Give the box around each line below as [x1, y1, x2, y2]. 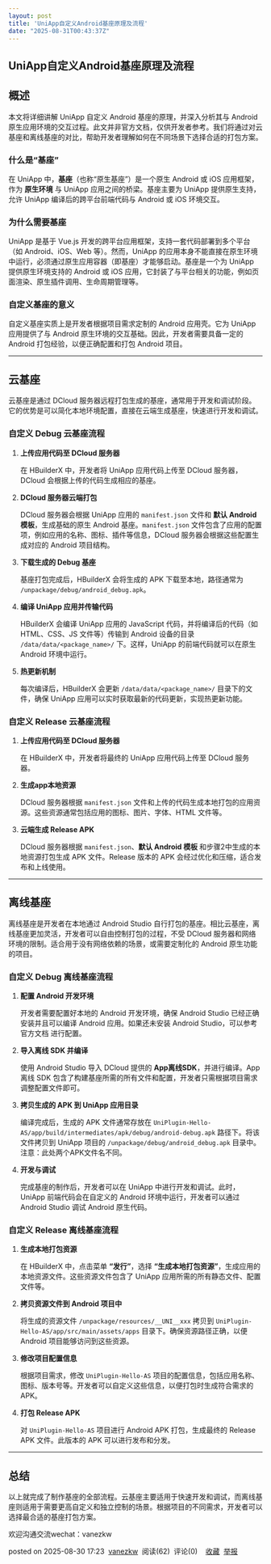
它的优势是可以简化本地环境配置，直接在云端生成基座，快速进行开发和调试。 [8, 406, 263, 416]
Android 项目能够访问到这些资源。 [19, 1336, 134, 1346]
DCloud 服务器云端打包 [19, 492, 98, 502]
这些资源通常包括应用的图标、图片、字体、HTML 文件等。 [34, 807, 227, 817]
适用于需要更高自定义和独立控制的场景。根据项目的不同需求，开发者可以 [22, 1502, 263, 1512]
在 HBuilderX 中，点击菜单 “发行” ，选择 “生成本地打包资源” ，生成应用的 [19, 1262, 261, 1271]
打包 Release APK [19, 1408, 81, 1418]
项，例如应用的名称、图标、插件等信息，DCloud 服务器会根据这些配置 [19, 530, 252, 539]
